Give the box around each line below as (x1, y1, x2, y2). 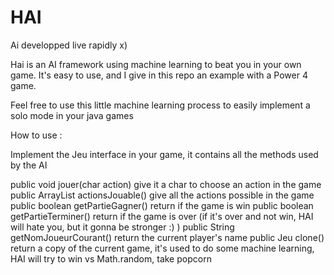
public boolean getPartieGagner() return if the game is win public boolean (10, 199, 314, 211)
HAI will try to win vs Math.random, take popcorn (10, 252, 212, 265)
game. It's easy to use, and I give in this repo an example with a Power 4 (10, 69, 308, 81)
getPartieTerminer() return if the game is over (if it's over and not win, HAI (10, 210, 314, 222)
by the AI (10, 159, 48, 171)
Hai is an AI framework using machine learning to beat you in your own (10, 58, 302, 70)
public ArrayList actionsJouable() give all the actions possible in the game (10, 189, 315, 201)
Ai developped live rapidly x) (10, 39, 128, 51)
